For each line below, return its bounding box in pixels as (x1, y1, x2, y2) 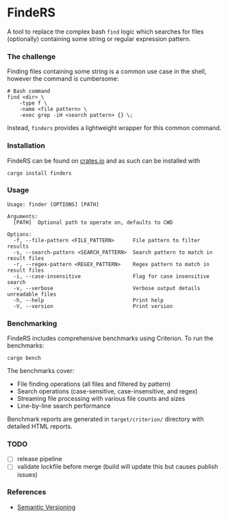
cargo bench (7, 354, 41, 362)
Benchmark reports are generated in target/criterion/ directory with (7, 415, 204, 424)
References (7, 487, 47, 497)
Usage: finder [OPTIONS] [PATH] (7, 200, 99, 208)
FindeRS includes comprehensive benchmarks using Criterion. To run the (7, 334, 214, 343)
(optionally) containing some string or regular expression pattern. (7, 34, 191, 42)
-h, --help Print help (13, 296, 164, 304)
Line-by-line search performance (16, 402, 111, 410)
